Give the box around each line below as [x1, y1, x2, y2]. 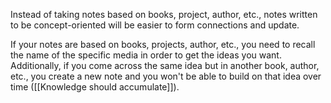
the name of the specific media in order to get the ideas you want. [10, 49, 282, 61]
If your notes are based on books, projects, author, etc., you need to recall [10, 39, 316, 50]
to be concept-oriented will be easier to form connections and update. [10, 19, 300, 31]
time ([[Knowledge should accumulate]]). [10, 81, 180, 93]
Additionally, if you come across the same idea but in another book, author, [10, 60, 320, 71]
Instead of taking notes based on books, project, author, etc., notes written [10, 9, 318, 20]
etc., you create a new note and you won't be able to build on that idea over [10, 70, 322, 82]
